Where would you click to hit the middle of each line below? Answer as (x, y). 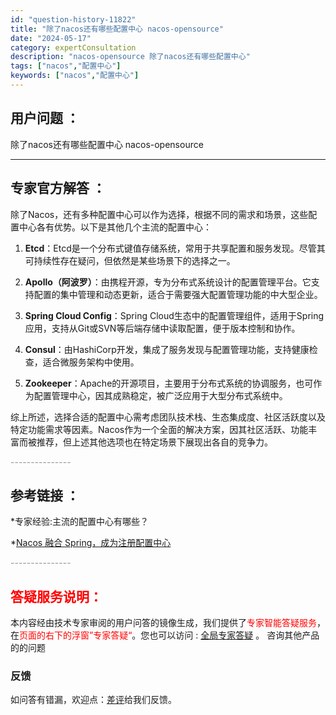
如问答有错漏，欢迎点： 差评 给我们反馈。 (93, 700)
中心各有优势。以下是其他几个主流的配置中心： (115, 227)
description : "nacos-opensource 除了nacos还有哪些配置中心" (130, 57)
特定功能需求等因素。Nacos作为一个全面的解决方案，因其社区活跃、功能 (159, 429)
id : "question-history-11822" (73, 19)
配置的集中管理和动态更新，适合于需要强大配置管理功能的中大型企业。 (178, 294)
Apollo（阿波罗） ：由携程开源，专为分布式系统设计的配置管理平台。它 (168, 282)
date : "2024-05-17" (51, 38)
